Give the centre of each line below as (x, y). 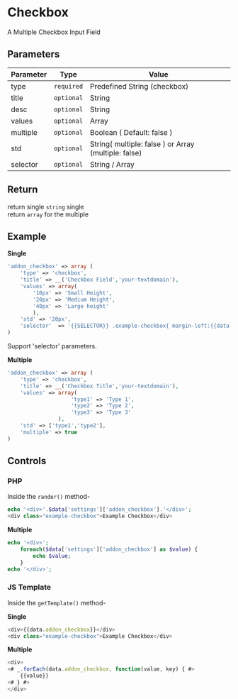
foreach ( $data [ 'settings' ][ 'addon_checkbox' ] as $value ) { (109, 549)
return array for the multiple (48, 214)
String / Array (112, 164)
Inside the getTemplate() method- (57, 602)
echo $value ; (52, 556)
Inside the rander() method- (49, 497)
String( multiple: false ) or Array (142, 144)
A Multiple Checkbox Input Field (54, 32)
